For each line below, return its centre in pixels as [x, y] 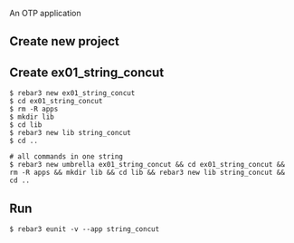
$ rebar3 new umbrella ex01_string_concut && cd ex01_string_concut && [147, 165]
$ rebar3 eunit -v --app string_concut [85, 229]
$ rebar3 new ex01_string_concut [72, 93]
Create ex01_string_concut [87, 72]
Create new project [64, 41]
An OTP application [45, 13]
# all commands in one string [66, 157]
